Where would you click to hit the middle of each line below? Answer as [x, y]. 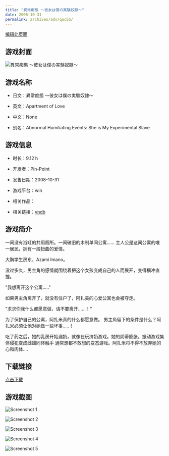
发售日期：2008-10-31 [36, 179]
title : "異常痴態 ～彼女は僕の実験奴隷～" [45, 10]
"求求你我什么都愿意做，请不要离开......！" [49, 309]
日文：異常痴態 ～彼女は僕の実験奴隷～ [53, 95]
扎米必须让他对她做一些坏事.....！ [40, 326]
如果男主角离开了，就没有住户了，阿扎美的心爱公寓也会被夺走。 [71, 298]
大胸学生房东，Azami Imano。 [37, 259]
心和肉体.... [17, 349]
